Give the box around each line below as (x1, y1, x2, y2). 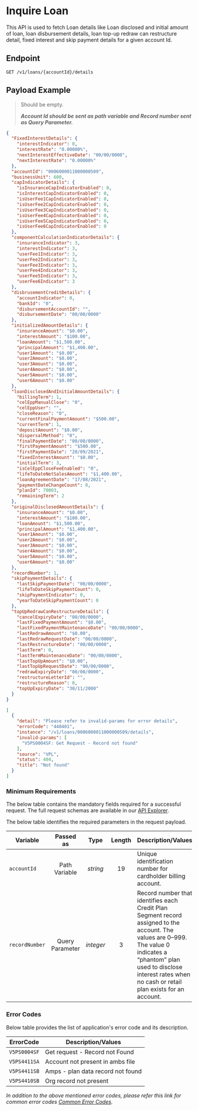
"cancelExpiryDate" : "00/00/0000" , (16, 614, 104, 620)
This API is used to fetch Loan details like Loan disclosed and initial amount (6, 24, 189, 31)
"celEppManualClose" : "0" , (16, 399, 83, 406)
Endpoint (6, 53, 40, 63)
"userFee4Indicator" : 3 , (16, 267, 78, 273)
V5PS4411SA (9, 1058, 39, 1065)
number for (137, 865, 168, 873)
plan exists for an (137, 985, 184, 993)
